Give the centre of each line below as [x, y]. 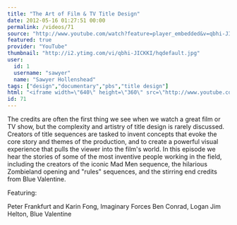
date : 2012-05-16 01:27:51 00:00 [56, 20]
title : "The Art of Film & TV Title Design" [74, 14]
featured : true [30, 40]
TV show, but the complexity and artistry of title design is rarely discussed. [116, 127]
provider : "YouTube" [38, 47]
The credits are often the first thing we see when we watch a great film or [114, 119]
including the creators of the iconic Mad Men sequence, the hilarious [108, 164]
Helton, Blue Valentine [39, 214]
